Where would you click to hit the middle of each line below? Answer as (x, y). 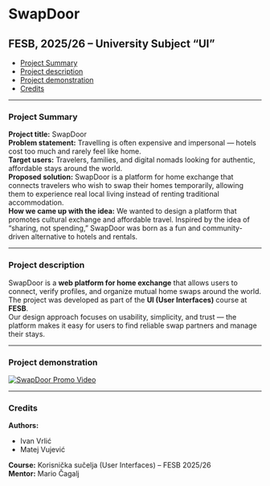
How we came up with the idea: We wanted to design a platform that (123, 211)
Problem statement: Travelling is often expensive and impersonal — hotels (133, 143)
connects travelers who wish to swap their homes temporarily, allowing (126, 186)
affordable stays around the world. (65, 169)
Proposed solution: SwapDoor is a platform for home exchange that (121, 177)
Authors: (23, 426)
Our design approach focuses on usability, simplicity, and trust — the (123, 317)
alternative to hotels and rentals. (84, 237)
